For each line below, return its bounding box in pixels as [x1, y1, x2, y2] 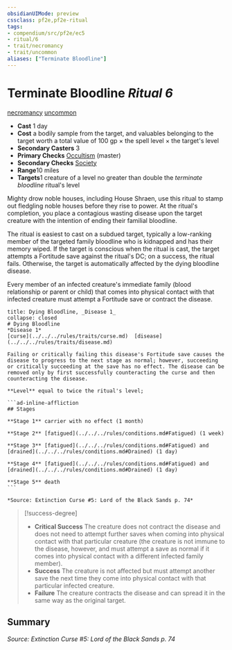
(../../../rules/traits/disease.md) [7, 338, 113, 346]
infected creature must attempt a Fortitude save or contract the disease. [7, 294, 213, 303]
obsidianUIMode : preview [7, 10, 79, 17]
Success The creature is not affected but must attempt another [34, 567, 216, 575]
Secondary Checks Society [17, 158, 97, 167]
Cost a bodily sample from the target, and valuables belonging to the [17, 129, 214, 137]
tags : [7, 23, 23, 30]
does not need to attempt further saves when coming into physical [34, 529, 224, 538]
